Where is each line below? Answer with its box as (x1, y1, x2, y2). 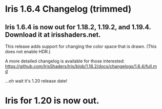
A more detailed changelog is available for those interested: (5, 58, 125, 64)
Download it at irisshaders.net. (5, 30, 101, 39)
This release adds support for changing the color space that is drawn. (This (5, 44, 157, 49)
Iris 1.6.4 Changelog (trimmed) (5, 3, 132, 15)
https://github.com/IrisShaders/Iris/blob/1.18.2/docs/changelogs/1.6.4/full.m (5, 64, 157, 69)
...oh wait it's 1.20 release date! (5, 78, 67, 84)
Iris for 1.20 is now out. (5, 95, 100, 106)
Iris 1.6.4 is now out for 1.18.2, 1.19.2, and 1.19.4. (5, 23, 151, 31)
